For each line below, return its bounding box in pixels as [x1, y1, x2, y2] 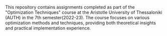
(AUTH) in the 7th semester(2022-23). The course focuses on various [5, 15, 149, 20]
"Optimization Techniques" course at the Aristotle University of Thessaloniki [5, 9, 162, 15]
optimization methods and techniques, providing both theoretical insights [5, 20, 156, 26]
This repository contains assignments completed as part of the [5, 4, 135, 10]
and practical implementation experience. [5, 25, 91, 31]
